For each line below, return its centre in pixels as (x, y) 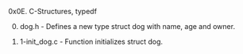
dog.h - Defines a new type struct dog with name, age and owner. (127, 26)
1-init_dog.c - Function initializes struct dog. (91, 41)
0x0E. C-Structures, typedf (53, 11)
